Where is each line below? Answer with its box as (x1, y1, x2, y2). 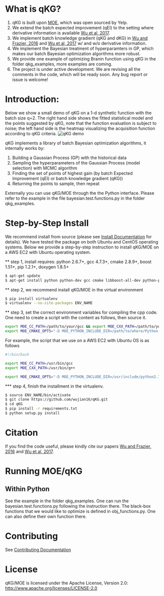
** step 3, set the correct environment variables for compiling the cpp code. (5, 309, 158, 315)
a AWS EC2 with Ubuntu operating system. (5, 249, 91, 255)
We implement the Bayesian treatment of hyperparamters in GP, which (12, 45, 154, 51)
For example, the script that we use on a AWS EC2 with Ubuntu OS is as (5, 338, 150, 344)
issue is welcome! (12, 77, 48, 82)
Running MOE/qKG (5, 466, 83, 477)
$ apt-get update (5, 273, 41, 278)
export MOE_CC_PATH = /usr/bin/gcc (5, 361, 73, 366)
